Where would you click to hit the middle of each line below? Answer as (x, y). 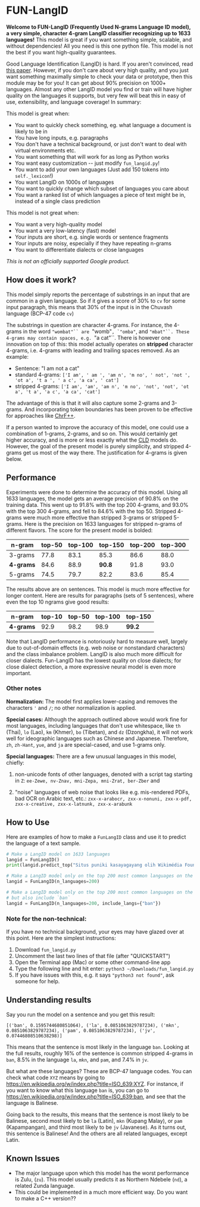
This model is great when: (38, 113)
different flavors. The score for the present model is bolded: (79, 530)
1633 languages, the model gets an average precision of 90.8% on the (92, 498)
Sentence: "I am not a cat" (47, 368)
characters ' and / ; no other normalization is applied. (71, 707)
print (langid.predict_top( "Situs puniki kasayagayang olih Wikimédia (94, 865)
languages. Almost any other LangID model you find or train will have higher (99, 89)
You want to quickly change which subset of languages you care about (102, 188)
